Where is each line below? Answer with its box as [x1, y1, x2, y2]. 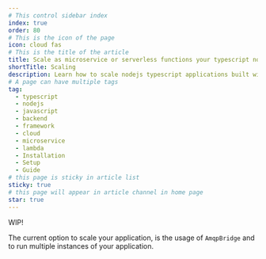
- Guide [15, 166, 41, 174]
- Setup [15, 159, 41, 167]
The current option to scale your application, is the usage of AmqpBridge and [8, 233, 255, 242]
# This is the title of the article [8, 48, 129, 56]
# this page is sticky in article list [8, 173, 140, 182]
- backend [15, 115, 47, 123]
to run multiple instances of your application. [8, 241, 154, 250]
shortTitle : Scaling [8, 63, 77, 71]
